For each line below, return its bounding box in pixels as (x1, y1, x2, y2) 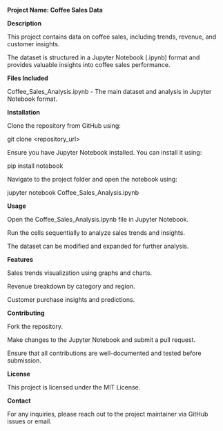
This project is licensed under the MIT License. (7, 383, 141, 391)
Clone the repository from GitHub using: (7, 122, 121, 130)
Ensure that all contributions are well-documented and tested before (7, 349, 202, 357)
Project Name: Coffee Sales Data (7, 6, 104, 14)
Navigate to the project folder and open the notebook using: (7, 175, 177, 183)
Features (7, 256, 33, 263)
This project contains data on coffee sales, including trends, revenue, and (7, 32, 217, 41)
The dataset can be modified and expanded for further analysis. (7, 242, 189, 250)
